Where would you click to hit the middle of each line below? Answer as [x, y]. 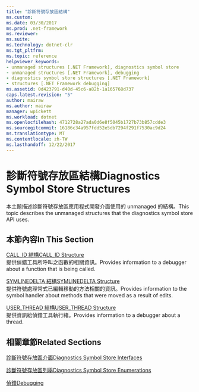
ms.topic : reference [32, 56]
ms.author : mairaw [29, 106]
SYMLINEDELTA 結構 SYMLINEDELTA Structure [63, 281]
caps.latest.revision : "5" [40, 95]
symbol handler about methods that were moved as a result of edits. [90, 295]
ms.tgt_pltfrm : [25, 51]
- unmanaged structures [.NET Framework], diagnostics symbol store [93, 67]
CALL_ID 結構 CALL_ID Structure [45, 255]
